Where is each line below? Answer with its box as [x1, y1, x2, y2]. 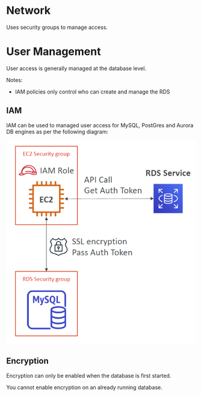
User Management [6, 45, 101, 59]
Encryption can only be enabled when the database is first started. [6, 372, 172, 379]
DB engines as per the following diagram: [6, 128, 109, 135]
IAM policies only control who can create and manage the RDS [14, 88, 170, 95]
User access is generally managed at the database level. [6, 65, 146, 72]
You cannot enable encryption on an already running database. [6, 384, 162, 391]
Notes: [6, 76, 23, 83]
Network [6, 4, 51, 17]
